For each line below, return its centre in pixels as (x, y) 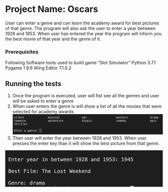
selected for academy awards (43, 112)
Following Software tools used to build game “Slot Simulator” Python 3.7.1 (80, 63)
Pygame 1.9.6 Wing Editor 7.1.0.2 (38, 68)
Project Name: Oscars (52, 9)
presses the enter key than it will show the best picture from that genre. (86, 143)
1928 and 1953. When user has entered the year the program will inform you (83, 33)
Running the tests (33, 84)
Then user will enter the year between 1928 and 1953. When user (79, 138)
